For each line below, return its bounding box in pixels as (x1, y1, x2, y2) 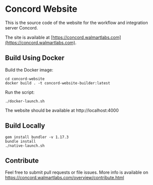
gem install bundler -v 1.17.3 (5, 134, 69, 139)
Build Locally (5, 122, 45, 130)
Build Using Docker (5, 54, 65, 62)
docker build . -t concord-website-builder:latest (5, 80, 110, 85)
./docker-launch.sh (5, 99, 45, 104)
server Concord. (5, 25, 38, 30)
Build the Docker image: (5, 67, 54, 73)
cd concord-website (5, 76, 45, 81)
